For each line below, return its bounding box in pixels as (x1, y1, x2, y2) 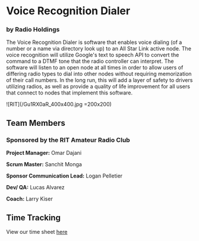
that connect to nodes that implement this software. (6, 89, 132, 96)
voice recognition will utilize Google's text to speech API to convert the (6, 52, 179, 59)
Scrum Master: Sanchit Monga (6, 161, 82, 168)
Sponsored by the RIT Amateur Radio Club (6, 135, 131, 144)
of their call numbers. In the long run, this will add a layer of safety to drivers (6, 77, 193, 84)
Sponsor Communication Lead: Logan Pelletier (6, 172, 123, 179)
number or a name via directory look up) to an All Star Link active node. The (6, 45, 192, 52)
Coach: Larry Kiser (6, 195, 53, 202)
